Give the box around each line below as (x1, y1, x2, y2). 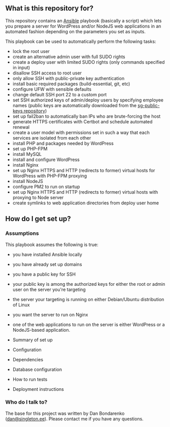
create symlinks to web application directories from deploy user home (12, 200, 159, 206)
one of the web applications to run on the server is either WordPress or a (12, 321, 165, 328)
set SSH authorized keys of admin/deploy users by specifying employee (12, 97, 164, 103)
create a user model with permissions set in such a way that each (12, 129, 150, 136)
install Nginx (12, 162, 39, 168)
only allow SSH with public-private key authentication (12, 75, 125, 81)
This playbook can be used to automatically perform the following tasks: (5, 38, 156, 44)
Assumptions (5, 230, 39, 237)
